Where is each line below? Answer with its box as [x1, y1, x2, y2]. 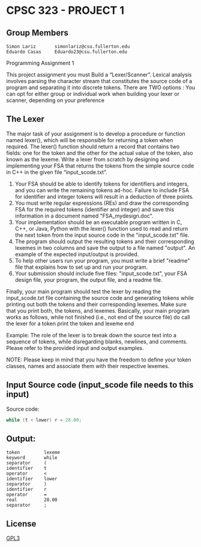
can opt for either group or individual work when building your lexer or [6, 90, 180, 97]
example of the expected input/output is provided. [14, 251, 139, 258]
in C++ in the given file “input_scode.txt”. [6, 168, 107, 175]
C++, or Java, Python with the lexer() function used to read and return [14, 225, 188, 232]
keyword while [6, 455, 58, 461]
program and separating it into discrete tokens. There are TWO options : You [6, 84, 196, 91]
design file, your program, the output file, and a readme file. [14, 276, 163, 283]
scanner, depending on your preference [6, 97, 105, 104]
